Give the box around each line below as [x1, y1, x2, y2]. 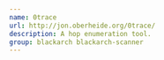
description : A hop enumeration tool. [9, 29, 152, 38]
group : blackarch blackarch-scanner [9, 37, 144, 47]
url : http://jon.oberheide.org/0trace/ [9, 21, 156, 30]
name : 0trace [9, 12, 57, 22]
